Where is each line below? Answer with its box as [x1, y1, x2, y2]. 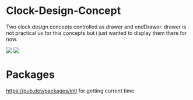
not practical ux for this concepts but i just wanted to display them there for [6, 29, 187, 36]
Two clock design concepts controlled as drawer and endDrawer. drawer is [6, 23, 187, 30]
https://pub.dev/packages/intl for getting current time [6, 87, 135, 94]
